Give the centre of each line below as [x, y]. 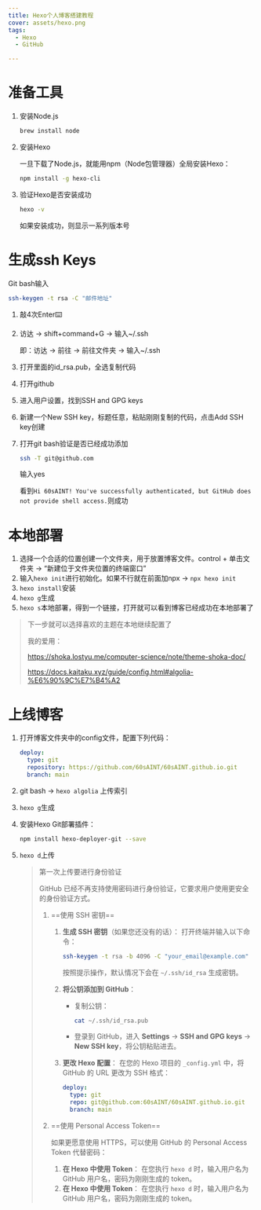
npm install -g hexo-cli [60, 178]
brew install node [49, 131]
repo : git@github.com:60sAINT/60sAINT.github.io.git [157, 1102]
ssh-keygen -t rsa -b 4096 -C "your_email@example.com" [156, 956]
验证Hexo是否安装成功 [55, 194]
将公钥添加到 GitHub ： [99, 989]
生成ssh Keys [52, 260]
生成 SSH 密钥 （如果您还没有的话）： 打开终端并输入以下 [153, 931]
